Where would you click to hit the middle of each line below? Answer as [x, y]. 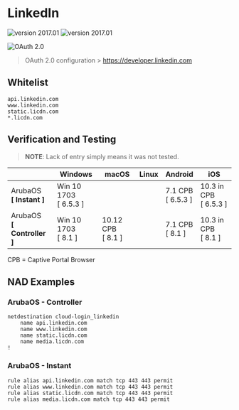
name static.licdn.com [54, 335]
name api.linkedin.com [54, 323]
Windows [76, 174]
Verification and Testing [62, 140]
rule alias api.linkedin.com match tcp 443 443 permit [90, 381]
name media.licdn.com [52, 342]
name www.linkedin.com [54, 329]
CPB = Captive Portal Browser [51, 259]
